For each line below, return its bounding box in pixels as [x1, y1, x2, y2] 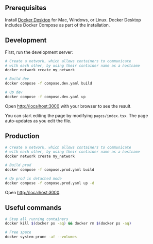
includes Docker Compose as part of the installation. [5, 22, 110, 28]
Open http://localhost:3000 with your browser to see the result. [5, 103, 132, 109]
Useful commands [5, 203, 62, 212]
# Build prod [5, 163, 32, 168]
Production [5, 132, 40, 141]
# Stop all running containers [5, 217, 68, 222]
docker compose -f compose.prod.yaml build [5, 167, 95, 172]
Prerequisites [5, 4, 47, 12]
